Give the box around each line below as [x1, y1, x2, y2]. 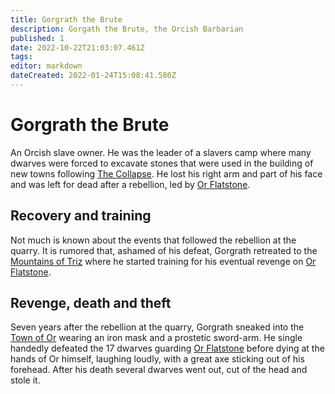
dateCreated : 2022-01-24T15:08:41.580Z [10, 71, 177, 81]
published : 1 [10, 33, 65, 43]
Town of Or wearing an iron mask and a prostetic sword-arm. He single [10, 332, 303, 344]
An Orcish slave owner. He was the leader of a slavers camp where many [10, 146, 312, 158]
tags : [10, 52, 33, 62]
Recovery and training [10, 207, 152, 225]
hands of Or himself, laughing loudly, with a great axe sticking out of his [10, 353, 305, 365]
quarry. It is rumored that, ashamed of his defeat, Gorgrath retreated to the [10, 244, 318, 256]
